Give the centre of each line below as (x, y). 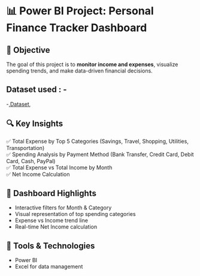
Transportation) (25, 148)
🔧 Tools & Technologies (51, 246)
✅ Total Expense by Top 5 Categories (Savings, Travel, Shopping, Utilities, (97, 141)
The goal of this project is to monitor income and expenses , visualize (92, 64)
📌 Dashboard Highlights (51, 193)
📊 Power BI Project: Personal (80, 11)
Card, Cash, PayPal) (31, 161)
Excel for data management (49, 266)
